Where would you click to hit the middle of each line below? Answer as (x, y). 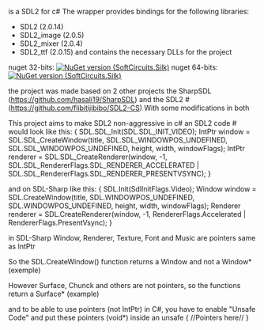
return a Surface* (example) (54, 294)
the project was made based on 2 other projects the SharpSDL (110, 91)
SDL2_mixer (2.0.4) (51, 44)
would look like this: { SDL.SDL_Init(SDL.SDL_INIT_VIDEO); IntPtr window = (129, 131)
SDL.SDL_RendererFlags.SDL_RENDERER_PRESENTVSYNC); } (110, 174)
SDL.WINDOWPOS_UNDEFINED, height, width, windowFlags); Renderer (124, 206)
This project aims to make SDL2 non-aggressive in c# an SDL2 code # (123, 123)
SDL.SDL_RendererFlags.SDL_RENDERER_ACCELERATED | (104, 165)
